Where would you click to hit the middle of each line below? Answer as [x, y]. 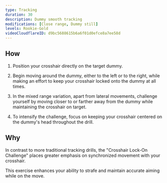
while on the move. [25, 176]
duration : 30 [19, 15]
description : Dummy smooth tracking [44, 19]
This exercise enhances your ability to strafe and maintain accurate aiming [82, 170]
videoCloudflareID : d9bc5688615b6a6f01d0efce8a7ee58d [63, 33]
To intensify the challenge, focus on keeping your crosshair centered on [87, 116]
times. [19, 86]
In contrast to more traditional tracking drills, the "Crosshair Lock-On [76, 150]
